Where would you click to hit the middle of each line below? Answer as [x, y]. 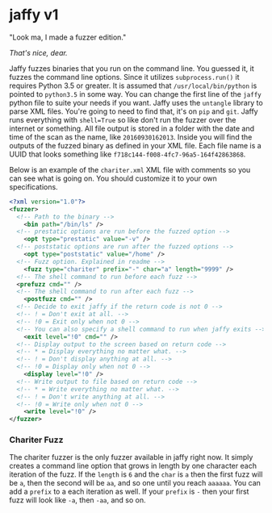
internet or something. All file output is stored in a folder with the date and [132, 128]
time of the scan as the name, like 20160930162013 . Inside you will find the [131, 137]
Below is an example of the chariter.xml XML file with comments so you [130, 169]
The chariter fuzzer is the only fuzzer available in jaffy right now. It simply [131, 457]
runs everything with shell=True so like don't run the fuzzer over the [123, 119]
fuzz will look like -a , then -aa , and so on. [77, 500]
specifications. [34, 186]
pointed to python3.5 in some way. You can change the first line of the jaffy [135, 94]
